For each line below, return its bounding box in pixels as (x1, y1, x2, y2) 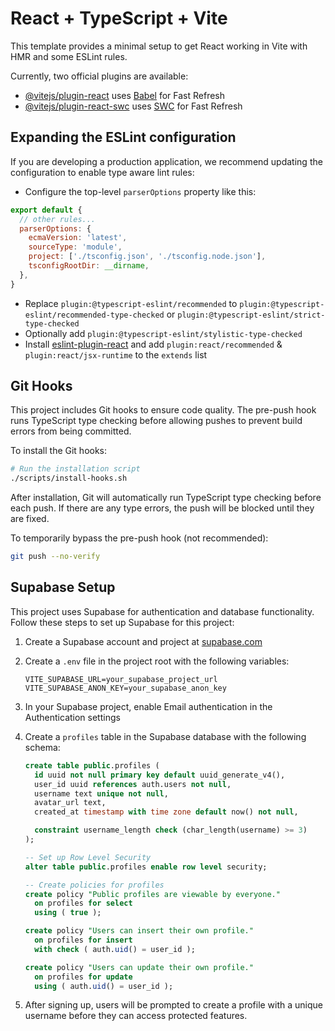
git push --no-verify (10, 552, 101, 562)
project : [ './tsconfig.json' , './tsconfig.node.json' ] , (28, 252, 267, 262)
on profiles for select (34, 898, 133, 909)
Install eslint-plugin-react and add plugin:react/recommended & (24, 338, 283, 350)
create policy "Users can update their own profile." (24, 962, 254, 972)
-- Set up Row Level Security (24, 852, 152, 862)
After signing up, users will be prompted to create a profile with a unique (24, 999, 324, 1011)
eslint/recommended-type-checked (24, 310, 165, 320)
